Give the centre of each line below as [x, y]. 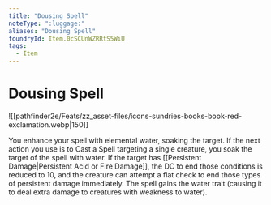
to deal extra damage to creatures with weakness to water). [108, 192]
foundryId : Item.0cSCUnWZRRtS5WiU [67, 38]
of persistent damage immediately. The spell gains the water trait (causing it [135, 183]
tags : [17, 46]
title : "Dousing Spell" [49, 16]
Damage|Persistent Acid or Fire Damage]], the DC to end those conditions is [136, 166]
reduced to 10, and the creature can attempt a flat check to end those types [135, 174]
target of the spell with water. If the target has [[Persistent [105, 157]
